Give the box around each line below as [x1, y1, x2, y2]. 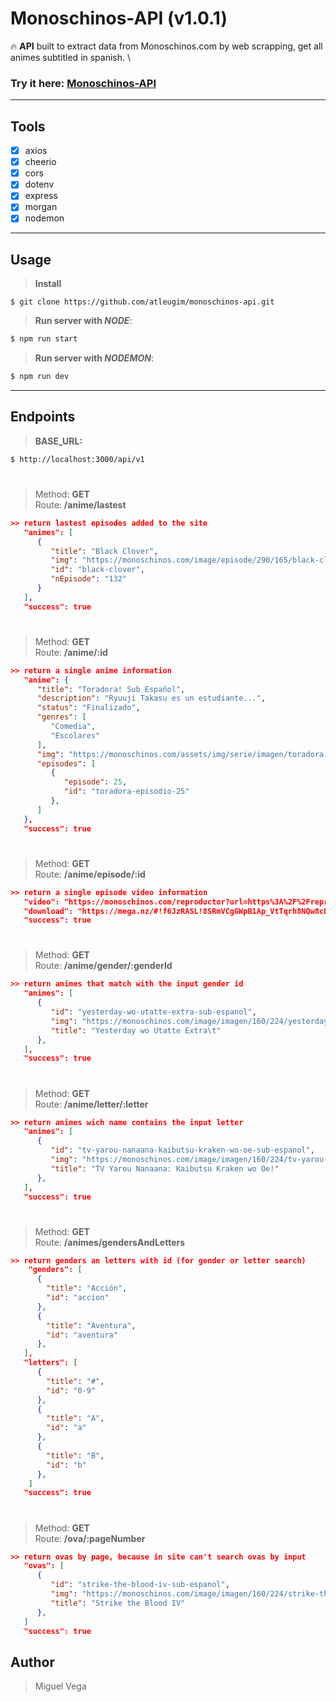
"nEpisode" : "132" [50, 574, 128, 584]
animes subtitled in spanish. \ [10, 51, 132, 63]
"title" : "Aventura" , [46, 1320, 137, 1331]
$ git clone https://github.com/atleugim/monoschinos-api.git [10, 297, 275, 307]
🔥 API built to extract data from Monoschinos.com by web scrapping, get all [10, 40, 323, 52]
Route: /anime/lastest [34, 498, 127, 511]
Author [10, 1653, 55, 1671]
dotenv [24, 178, 55, 191]
